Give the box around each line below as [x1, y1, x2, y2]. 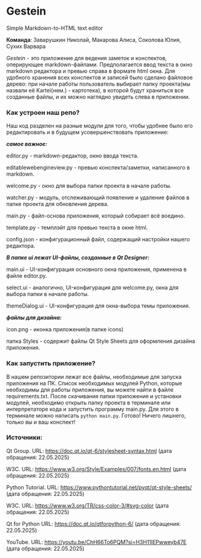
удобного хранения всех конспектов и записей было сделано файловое [6, 74, 193, 81]
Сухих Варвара [6, 43, 46, 50]
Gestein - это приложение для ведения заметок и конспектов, [6, 54, 167, 61]
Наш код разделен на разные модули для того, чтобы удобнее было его [6, 122, 193, 129]
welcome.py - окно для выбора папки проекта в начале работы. [6, 182, 172, 190]
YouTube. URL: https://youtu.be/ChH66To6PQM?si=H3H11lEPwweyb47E [6, 538, 186, 545]
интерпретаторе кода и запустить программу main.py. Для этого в [6, 405, 179, 413]
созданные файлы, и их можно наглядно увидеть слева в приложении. [6, 93, 190, 100]
